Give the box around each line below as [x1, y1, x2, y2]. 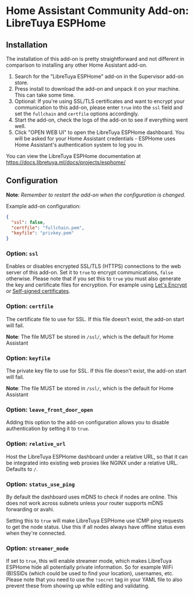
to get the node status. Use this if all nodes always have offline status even [6, 523, 186, 530]
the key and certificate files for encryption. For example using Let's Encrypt [6, 281, 188, 288]
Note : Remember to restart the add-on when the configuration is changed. [6, 191, 186, 198]
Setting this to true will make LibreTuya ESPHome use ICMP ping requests [6, 517, 184, 524]
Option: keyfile [6, 354, 51, 362]
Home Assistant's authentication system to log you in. [14, 142, 144, 148]
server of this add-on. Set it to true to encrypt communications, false [6, 269, 174, 276]
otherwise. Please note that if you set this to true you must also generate [6, 275, 181, 282]
